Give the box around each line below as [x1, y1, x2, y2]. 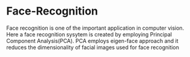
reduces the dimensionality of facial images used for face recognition [6, 44, 180, 51]
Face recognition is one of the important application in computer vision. [6, 24, 185, 32]
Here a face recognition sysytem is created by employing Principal [6, 30, 172, 38]
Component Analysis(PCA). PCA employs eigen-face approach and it [6, 37, 179, 44]
